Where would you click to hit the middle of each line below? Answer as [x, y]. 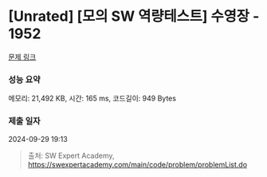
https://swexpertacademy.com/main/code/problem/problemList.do [137, 164]
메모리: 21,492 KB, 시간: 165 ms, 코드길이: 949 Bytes [92, 98]
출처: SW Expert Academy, [71, 155]
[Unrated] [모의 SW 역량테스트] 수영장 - [134, 16]
